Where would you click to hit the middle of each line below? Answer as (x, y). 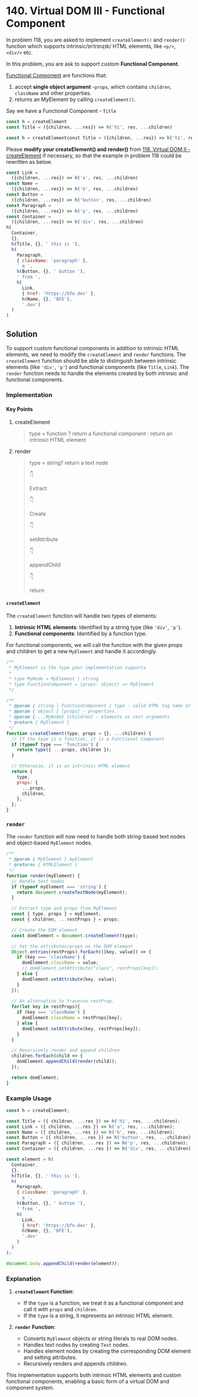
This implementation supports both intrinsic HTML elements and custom (94, 1375)
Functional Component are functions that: (57, 75)
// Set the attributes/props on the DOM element (72, 946)
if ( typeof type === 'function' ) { (55, 744)
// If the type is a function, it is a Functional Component (88, 739)
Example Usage (29, 1098)
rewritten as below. (29, 161)
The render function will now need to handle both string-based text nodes (96, 837)
